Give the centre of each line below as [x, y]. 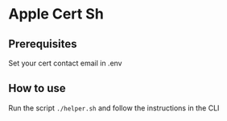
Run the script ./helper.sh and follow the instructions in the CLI [114, 108]
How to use [37, 88]
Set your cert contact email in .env [65, 63]
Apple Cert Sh [56, 14]
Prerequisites [43, 44]
